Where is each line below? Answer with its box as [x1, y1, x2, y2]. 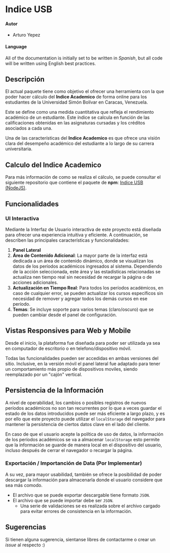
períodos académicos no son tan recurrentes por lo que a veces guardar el [5, 405, 162, 411]
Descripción [5, 75, 45, 83]
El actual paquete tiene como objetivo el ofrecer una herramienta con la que [5, 88, 164, 94]
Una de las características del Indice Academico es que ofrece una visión [5, 135, 160, 141]
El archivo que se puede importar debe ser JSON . [12, 497, 114, 503]
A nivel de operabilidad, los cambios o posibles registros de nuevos [5, 400, 146, 406]
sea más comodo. [5, 482, 43, 488]
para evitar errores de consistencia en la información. [20, 508, 132, 514]
